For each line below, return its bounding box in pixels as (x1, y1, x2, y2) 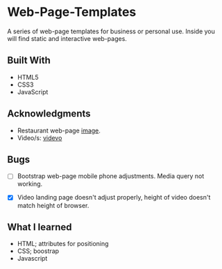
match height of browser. (17, 201, 89, 209)
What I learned (7, 221, 72, 233)
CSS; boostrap (17, 247, 60, 255)
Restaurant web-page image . (17, 126, 101, 134)
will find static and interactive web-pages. (7, 34, 127, 42)
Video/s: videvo (17, 133, 62, 142)
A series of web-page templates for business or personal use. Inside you (7, 27, 215, 35)
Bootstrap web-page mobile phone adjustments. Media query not (17, 172, 205, 180)
